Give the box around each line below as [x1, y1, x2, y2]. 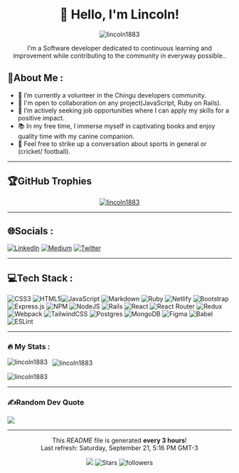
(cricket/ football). [17, 147, 71, 155]
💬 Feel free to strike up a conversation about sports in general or [17, 139, 207, 148]
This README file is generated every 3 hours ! [52, 436, 187, 445]
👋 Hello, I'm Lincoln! [59, 6, 180, 23]
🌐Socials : [7, 224, 54, 237]
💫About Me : [7, 72, 64, 84]
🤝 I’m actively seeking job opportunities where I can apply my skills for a [17, 106, 230, 115]
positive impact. [17, 113, 65, 122]
